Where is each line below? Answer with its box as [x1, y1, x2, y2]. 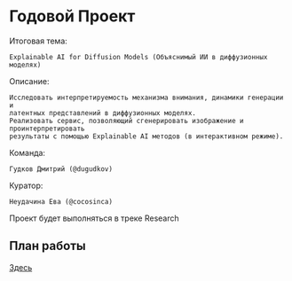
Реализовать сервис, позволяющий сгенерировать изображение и [9, 116, 244, 125]
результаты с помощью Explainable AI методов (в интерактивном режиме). [9, 131, 284, 141]
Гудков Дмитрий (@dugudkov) [9, 164, 114, 174]
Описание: [9, 75, 50, 86]
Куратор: [9, 180, 43, 191]
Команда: [9, 147, 46, 158]
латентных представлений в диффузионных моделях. [9, 108, 197, 117]
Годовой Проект [9, 6, 136, 27]
